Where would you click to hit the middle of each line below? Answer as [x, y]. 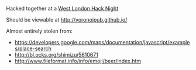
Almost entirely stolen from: [39, 31]
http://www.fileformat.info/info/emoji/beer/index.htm [78, 61]
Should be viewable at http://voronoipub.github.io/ [67, 20]
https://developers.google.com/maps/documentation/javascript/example [102, 42]
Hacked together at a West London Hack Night [62, 8]
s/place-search [33, 48]
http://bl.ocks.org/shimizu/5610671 [56, 55]
